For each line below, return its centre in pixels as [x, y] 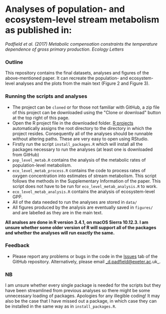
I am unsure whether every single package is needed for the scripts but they [83, 285]
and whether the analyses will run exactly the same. [60, 233]
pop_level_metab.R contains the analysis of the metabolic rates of [79, 160]
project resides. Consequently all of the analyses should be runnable [82, 133]
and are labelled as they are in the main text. [57, 212]
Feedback [17, 246]
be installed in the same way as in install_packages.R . [61, 307]
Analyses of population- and [65, 9]
